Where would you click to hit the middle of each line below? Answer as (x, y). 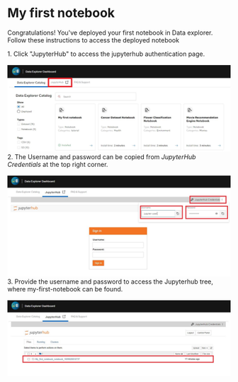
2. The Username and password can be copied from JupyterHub (102, 157)
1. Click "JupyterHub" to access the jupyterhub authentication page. (106, 54)
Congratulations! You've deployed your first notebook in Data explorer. (110, 33)
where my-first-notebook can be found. (65, 289)
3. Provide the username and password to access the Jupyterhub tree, (110, 282)
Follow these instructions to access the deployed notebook (93, 40)
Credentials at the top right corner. (58, 165)
